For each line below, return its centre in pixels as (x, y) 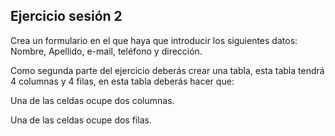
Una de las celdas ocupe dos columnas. (92, 100)
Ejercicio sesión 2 (66, 16)
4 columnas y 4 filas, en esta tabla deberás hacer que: (122, 81)
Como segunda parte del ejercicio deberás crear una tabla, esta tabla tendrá (167, 70)
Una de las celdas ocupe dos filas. (81, 120)
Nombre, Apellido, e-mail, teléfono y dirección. (106, 51)
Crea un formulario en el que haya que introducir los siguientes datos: (154, 40)
